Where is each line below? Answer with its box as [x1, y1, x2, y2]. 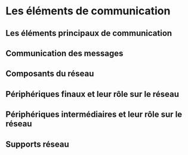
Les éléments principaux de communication [5, 28, 172, 38]
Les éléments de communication [5, 4, 171, 18]
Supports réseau [5, 139, 69, 149]
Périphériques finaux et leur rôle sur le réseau [5, 89, 180, 99]
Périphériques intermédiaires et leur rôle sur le [5, 110, 183, 120]
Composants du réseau [5, 69, 94, 79]
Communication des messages [5, 48, 124, 58]
